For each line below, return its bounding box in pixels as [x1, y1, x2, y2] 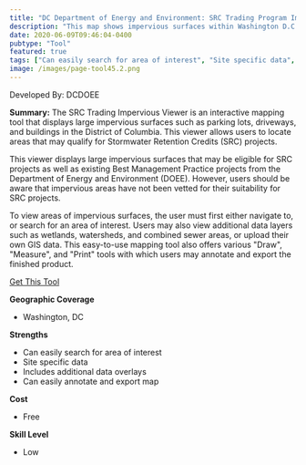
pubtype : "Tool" [9, 38, 71, 48]
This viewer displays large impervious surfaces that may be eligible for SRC [9, 153, 293, 164]
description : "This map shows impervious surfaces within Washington [9, 22, 280, 31]
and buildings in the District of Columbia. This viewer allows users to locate [9, 126, 291, 137]
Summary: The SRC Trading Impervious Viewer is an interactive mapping [9, 107, 285, 118]
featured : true [9, 47, 67, 57]
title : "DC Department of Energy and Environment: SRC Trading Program [9, 13, 287, 23]
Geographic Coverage [9, 294, 95, 305]
